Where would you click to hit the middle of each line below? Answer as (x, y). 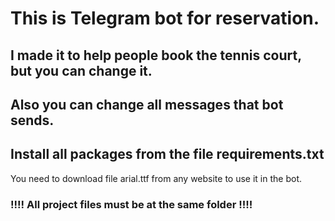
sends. (32, 120)
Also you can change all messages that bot (147, 104)
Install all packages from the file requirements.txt (167, 154)
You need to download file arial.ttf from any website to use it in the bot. (156, 178)
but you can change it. (81, 70)
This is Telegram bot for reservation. (165, 18)
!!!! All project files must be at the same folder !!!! (131, 204)
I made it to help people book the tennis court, (156, 55)
